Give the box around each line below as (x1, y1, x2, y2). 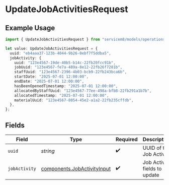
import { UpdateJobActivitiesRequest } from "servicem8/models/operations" (5, 37, 167, 42)
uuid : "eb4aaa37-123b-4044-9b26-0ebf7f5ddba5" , (10, 50, 112, 56)
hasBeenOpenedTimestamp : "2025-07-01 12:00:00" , (14, 83, 118, 89)
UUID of (142, 144, 162, 151)
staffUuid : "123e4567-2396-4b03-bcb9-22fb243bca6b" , (14, 70, 127, 75)
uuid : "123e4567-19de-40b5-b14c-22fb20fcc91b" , (14, 60, 116, 65)
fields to (142, 165, 162, 172)
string (41, 147, 55, 154)
